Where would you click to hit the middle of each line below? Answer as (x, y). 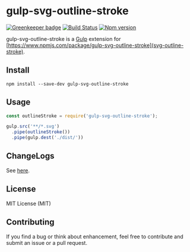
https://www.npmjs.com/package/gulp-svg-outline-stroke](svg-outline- (96, 45)
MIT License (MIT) (29, 203)
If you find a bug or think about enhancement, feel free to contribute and (95, 237)
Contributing (30, 222)
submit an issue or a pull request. (47, 242)
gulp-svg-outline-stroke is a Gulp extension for (64, 39)
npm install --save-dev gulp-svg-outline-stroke (67, 84)
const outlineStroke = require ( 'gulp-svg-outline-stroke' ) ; (82, 116)
